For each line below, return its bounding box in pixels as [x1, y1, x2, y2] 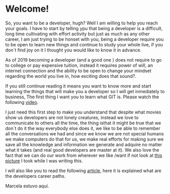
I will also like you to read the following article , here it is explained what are [5, 168, 161, 174]
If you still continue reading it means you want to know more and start [5, 82, 151, 89]
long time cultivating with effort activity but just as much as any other [5, 31, 150, 37]
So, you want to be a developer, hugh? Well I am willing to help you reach [5, 20, 158, 26]
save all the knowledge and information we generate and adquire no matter [5, 141, 162, 148]
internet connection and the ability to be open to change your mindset [5, 67, 152, 74]
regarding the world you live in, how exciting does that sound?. [5, 73, 137, 79]
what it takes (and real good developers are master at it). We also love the [5, 147, 160, 153]
